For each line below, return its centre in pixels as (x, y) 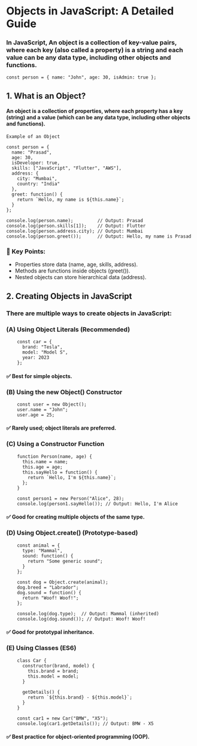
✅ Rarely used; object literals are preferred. (61, 428)
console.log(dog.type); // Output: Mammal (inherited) (88, 613)
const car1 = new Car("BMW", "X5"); (63, 718)
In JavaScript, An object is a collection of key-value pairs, (92, 43)
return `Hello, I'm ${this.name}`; (72, 477)
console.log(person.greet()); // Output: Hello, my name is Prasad (99, 236)
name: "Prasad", (32, 152)
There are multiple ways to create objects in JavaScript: (89, 313)
